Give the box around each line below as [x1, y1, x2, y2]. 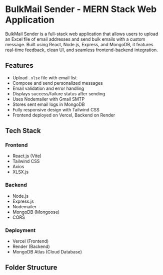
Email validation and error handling [12, 85, 84, 91]
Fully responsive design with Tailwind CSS [12, 106, 100, 112]
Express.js [12, 198, 34, 204]
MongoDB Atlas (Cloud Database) [12, 249, 82, 255]
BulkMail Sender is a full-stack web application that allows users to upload [5, 31, 158, 37]
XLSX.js [12, 169, 29, 175]
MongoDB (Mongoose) [12, 209, 60, 215]
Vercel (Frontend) [12, 238, 49, 244]
